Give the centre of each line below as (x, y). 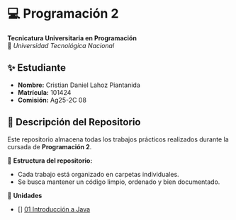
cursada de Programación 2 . (50, 146)
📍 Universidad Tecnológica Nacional (61, 45)
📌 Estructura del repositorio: (50, 161)
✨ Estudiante (36, 68)
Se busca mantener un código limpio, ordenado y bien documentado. (119, 182)
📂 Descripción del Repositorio (74, 122)
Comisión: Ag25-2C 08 (52, 100)
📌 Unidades (25, 195)
